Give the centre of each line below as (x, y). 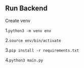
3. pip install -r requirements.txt (42, 50)
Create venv (18, 20)
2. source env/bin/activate (33, 40)
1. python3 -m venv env (28, 30)
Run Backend (26, 8)
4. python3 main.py (24, 60)
